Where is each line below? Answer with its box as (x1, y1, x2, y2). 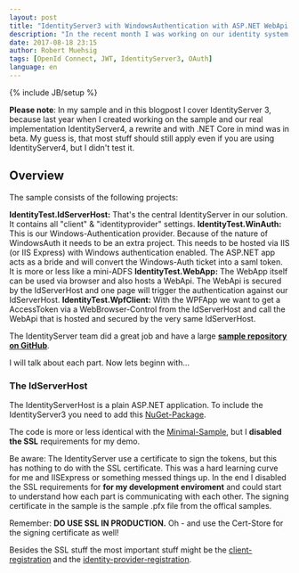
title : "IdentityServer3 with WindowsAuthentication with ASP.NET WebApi (9, 21, 289, 30)
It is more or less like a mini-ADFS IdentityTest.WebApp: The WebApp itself (9, 266, 288, 276)
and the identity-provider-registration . (53, 553, 192, 564)
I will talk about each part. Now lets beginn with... (9, 357, 190, 368)
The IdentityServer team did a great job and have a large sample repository (9, 331, 287, 341)
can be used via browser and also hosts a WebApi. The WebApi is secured (9, 275, 282, 286)
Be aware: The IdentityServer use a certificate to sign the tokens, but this (9, 453, 278, 463)
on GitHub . (9, 340, 51, 350)
